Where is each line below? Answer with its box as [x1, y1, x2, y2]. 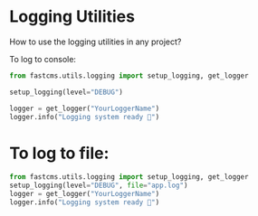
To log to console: [9, 53, 77, 64]
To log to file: [9, 143, 110, 164]
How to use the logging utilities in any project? [9, 36, 182, 47]
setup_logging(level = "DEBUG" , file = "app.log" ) [9, 181, 188, 191]
